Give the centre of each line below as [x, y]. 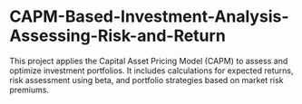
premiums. [29, 90]
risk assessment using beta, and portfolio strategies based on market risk [146, 80]
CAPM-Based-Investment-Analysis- [149, 17]
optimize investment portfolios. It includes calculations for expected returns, [151, 71]
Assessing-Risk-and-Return [118, 36]
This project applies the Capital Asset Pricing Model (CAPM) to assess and [149, 61]
